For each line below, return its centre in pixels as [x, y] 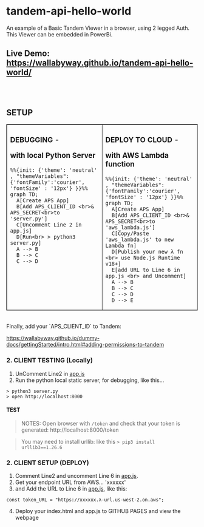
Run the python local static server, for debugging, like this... [90, 380]
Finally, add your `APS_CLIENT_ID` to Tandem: [64, 327]
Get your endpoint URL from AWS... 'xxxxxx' [70, 482]
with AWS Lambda [137, 155]
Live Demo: [28, 54]
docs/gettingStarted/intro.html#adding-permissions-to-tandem [85, 345]
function [120, 165]
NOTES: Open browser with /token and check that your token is [100, 423]
